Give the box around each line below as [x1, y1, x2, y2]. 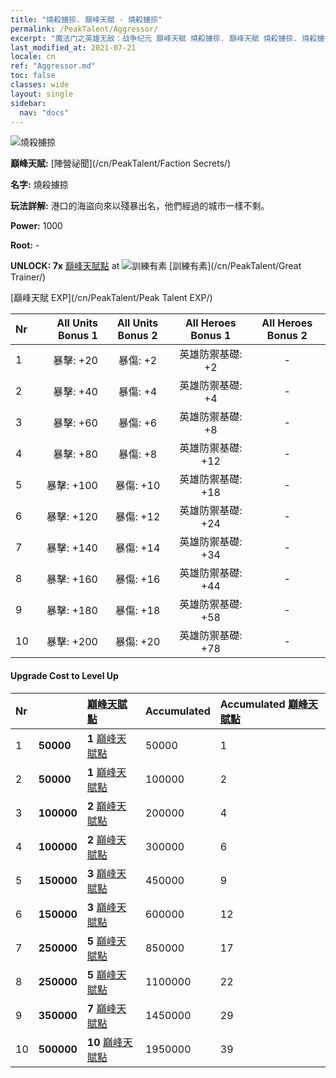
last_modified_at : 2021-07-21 [10, 42, 137, 53]
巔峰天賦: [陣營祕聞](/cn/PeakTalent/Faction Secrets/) [10, 157, 232, 170]
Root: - [10, 239, 40, 251]
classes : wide [10, 80, 70, 90]
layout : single [10, 89, 74, 99]
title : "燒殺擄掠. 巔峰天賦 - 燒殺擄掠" [10, 14, 163, 25]
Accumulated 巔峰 [219, 697, 308, 711]
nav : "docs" [19, 107, 70, 118]
